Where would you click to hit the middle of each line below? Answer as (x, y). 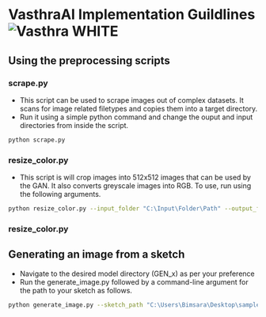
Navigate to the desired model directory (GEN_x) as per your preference (137, 274)
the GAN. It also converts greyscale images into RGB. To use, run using (135, 186)
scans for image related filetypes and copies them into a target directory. (139, 108)
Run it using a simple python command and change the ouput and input (136, 117)
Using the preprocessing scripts (89, 60)
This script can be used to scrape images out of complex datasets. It (131, 100)
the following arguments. (60, 194)
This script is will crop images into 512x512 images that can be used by (135, 177)
